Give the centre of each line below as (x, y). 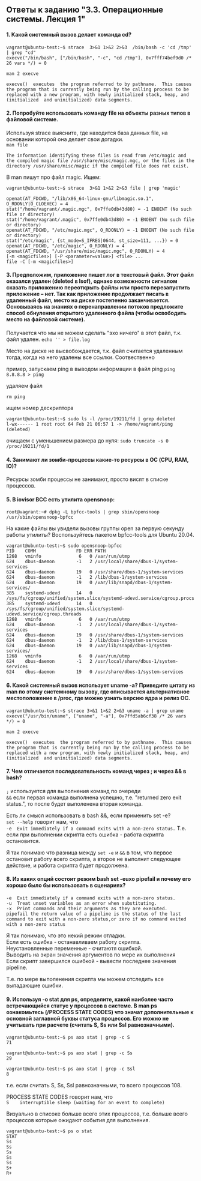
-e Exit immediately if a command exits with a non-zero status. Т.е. (96, 828)
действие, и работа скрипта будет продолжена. (67, 865)
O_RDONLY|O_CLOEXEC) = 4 (37, 204)
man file (17, 145)
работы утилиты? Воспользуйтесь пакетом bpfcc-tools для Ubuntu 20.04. (100, 535)
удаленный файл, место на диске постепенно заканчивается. (88, 300)
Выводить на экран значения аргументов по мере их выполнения (91, 955)
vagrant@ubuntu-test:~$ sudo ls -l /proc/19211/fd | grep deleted (91, 419)
